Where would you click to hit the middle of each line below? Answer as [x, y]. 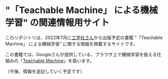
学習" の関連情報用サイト [58, 23]
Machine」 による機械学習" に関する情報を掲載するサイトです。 [71, 43]
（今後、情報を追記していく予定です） [45, 71]
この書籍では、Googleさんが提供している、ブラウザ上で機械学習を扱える [81, 54]
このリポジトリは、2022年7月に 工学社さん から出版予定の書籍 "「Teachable [84, 37]
